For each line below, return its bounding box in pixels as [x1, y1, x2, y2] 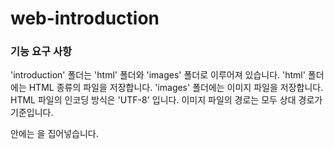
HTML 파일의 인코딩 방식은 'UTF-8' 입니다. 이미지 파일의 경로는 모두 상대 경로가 [10, 94, 323, 106]
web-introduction [10, 7, 160, 30]
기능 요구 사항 [10, 45, 73, 59]
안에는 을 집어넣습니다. [10, 128, 99, 140]
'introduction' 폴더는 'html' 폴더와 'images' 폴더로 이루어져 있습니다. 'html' [10, 69, 306, 81]
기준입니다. [10, 107, 54, 119]
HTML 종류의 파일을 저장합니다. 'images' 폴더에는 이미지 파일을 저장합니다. [28, 82, 324, 94]
